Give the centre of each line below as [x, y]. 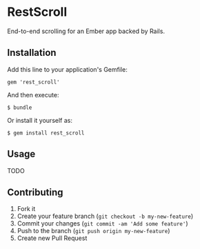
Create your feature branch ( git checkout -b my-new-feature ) [105, 216]
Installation [32, 53]
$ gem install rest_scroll [46, 133]
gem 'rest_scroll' [33, 82]
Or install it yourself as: [40, 120]
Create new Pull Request [52, 238]
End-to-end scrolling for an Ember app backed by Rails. [86, 31]
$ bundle [20, 108]
